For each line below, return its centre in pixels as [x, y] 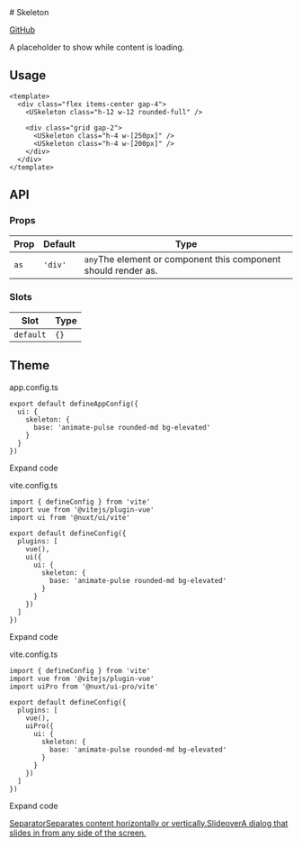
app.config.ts [34, 387]
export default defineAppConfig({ [74, 404]
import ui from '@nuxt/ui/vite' [70, 517]
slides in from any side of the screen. [78, 833]
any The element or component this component [182, 259]
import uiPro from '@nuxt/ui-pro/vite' [84, 687]
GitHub [22, 30]
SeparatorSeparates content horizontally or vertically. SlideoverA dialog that [149, 823]
